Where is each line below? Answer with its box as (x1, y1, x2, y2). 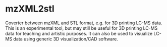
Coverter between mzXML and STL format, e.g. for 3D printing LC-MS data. (5, 20, 162, 26)
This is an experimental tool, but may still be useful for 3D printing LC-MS (5, 25, 158, 31)
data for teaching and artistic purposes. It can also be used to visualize (5, 30, 153, 36)
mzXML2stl (5, 3, 54, 15)
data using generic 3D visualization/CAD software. (13, 36, 119, 42)
